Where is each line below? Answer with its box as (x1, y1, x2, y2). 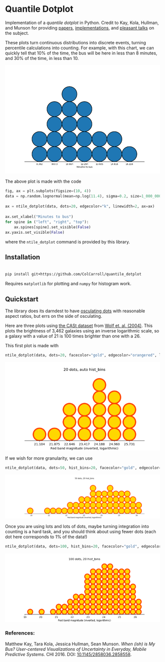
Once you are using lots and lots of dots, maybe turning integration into (5, 524, 149, 529)
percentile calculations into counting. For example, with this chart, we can (5, 45, 154, 51)
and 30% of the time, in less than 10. (5, 55, 79, 61)
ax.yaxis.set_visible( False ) (5, 230, 65, 235)
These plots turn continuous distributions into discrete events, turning (5, 39, 146, 45)
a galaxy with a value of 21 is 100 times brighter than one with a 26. (5, 333, 141, 339)
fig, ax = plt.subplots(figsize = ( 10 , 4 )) (5, 188, 91, 193)
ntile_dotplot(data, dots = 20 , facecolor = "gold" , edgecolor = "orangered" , (5, 353, 157, 358)
